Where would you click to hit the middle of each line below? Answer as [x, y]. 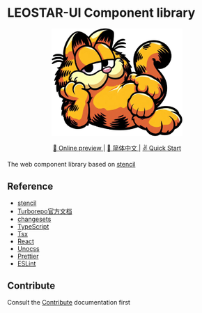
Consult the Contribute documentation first [69, 303]
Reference [30, 186]
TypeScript [33, 227]
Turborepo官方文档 [45, 211]
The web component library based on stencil [71, 165]
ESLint [26, 264]
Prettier [28, 257]
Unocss [28, 249]
